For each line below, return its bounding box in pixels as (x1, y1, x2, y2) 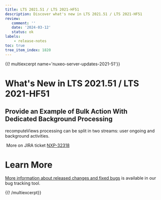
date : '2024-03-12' (11, 25, 51, 30)
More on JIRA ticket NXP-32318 (6, 142, 70, 148)
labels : (5, 34, 21, 39)
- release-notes (14, 39, 47, 44)
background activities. (5, 133, 50, 138)
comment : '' (11, 20, 36, 26)
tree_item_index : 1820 (5, 47, 51, 52)
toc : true (5, 43, 25, 48)
